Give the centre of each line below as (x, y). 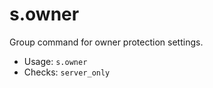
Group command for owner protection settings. (106, 42)
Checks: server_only (67, 72)
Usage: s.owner (55, 61)
